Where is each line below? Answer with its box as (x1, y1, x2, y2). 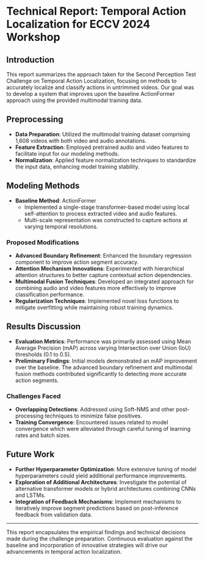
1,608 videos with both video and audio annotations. (15, 137, 147, 144)
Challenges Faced (6, 392, 61, 400)
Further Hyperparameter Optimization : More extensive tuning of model (15, 465, 197, 472)
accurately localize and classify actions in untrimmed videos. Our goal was (6, 84, 194, 91)
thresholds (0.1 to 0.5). (15, 350, 71, 358)
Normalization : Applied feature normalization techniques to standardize (15, 156, 196, 164)
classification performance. (15, 291, 84, 298)
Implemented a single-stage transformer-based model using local (24, 203, 190, 211)
